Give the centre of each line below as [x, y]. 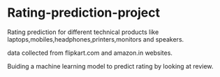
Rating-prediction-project [84, 13]
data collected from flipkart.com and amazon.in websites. [90, 53]
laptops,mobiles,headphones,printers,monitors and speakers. [96, 39]
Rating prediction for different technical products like [83, 32]
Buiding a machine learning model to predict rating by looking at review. [110, 66]
